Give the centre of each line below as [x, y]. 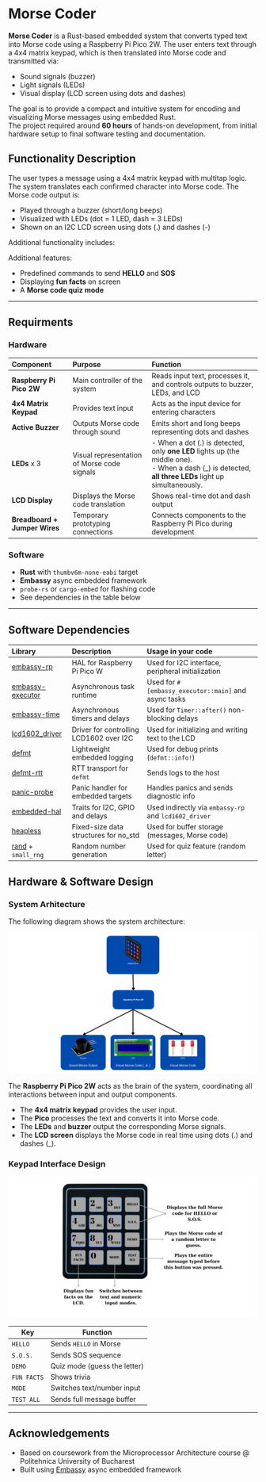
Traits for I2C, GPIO [103, 807]
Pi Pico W [87, 671]
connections [93, 532]
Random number [99, 846]
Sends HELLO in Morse [85, 1344]
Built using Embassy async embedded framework [101, 1469]
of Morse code [97, 464]
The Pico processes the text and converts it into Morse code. [120, 1118]
